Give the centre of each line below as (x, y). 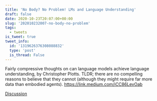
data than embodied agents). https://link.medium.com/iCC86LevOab (74, 84)
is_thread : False (27, 55)
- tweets (18, 32)
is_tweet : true (20, 37)
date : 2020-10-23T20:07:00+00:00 (39, 19)
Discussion (16, 94)
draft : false (18, 14)
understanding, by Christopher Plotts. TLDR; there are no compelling (74, 74)
